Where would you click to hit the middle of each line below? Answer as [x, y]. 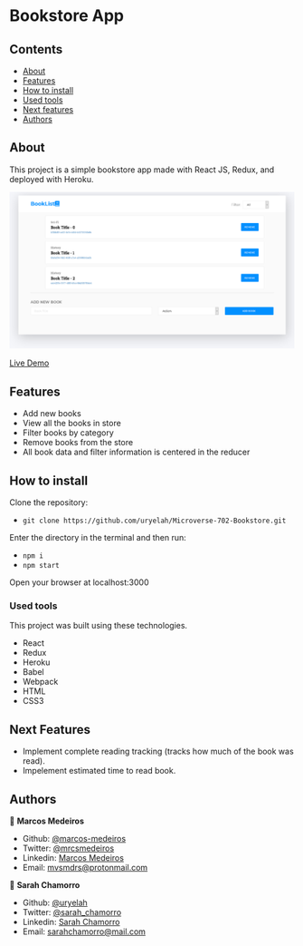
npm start [41, 566]
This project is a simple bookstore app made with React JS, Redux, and [142, 170]
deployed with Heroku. [52, 179]
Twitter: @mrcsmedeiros [68, 848]
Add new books [52, 414]
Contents [36, 49]
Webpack [40, 682]
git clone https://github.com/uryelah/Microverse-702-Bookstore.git [154, 521]
